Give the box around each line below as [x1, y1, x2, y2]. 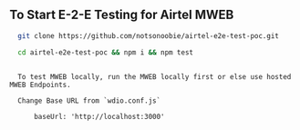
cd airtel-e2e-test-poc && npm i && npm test [17, 47, 194, 57]
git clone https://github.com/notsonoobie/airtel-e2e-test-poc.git [17, 31, 280, 40]
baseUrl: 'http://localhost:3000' [33, 112, 166, 121]
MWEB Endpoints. [9, 80, 71, 89]
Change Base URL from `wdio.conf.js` [17, 95, 161, 105]
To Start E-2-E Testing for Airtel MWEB [9, 7, 234, 23]
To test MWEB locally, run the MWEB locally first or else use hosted [17, 72, 292, 81]
